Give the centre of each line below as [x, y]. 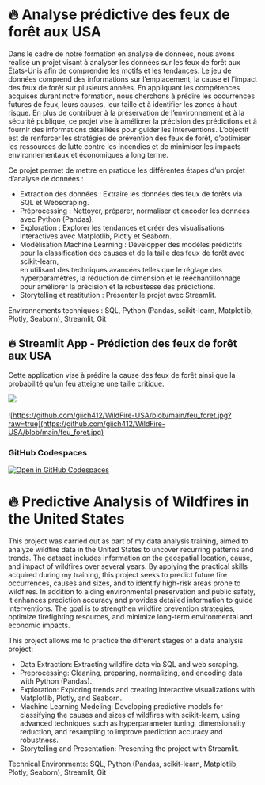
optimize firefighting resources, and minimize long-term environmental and [131, 616]
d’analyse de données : [46, 178]
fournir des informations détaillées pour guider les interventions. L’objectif [129, 129]
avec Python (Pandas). [57, 219]
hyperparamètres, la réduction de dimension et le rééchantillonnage [130, 278]
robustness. [39, 740]
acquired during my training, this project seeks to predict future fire [118, 574]
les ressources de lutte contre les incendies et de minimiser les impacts [125, 146]
